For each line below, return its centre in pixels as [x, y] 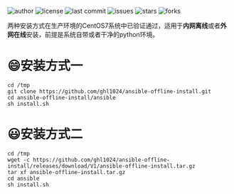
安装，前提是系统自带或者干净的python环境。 [92, 34]
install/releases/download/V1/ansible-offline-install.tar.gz [101, 166]
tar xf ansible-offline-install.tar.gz [67, 172]
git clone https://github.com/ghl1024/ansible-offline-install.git [110, 91]
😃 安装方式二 [45, 134]
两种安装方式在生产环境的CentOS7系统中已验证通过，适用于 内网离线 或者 [114, 26]
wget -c [19, 160]
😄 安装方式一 [45, 66]
